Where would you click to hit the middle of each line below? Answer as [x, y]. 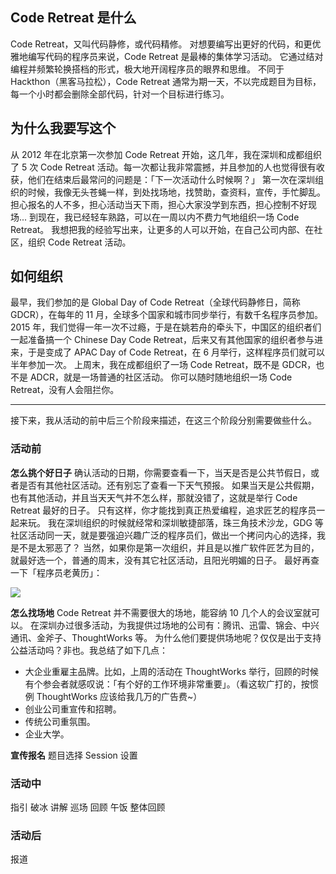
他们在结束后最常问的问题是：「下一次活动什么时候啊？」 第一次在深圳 [171, 179]
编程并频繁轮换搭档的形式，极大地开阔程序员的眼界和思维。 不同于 [147, 69]
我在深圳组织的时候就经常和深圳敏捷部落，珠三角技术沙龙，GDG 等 [185, 522]
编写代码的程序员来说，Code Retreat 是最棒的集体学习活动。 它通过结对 [175, 56]
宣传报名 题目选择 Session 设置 [74, 755]
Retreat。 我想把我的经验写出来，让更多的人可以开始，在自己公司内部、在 [162, 229]
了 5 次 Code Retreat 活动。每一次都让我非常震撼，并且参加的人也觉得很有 [163, 167]
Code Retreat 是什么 [73, 18]
